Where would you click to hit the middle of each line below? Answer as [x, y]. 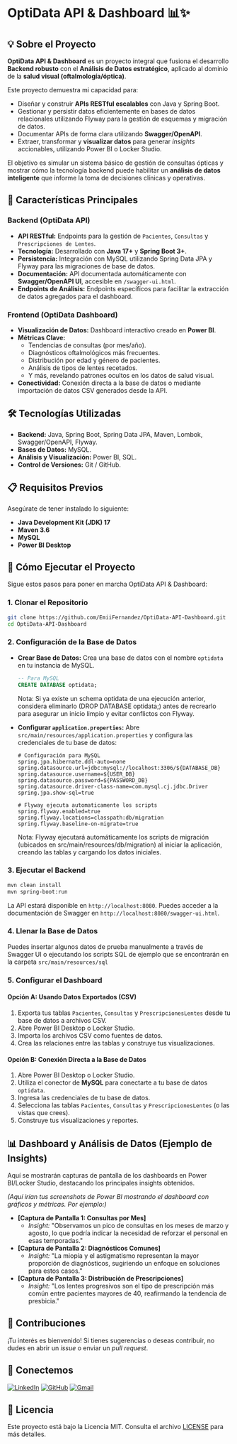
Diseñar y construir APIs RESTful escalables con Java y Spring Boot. [118, 104]
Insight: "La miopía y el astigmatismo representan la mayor [114, 1256]
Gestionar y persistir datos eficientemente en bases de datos [106, 111]
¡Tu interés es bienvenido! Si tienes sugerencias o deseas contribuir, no [111, 1340]
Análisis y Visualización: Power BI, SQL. [77, 457]
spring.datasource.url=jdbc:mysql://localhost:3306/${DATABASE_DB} [119, 768]
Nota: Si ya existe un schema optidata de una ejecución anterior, [111, 698]
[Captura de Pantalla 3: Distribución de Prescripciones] [100, 1278]
